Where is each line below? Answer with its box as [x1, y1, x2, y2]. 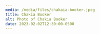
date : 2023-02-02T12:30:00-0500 [5, 21, 74, 26]
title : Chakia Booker [5, 12, 52, 17]
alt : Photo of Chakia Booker [5, 16, 68, 21]
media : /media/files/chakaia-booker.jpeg [5, 7, 95, 12]
